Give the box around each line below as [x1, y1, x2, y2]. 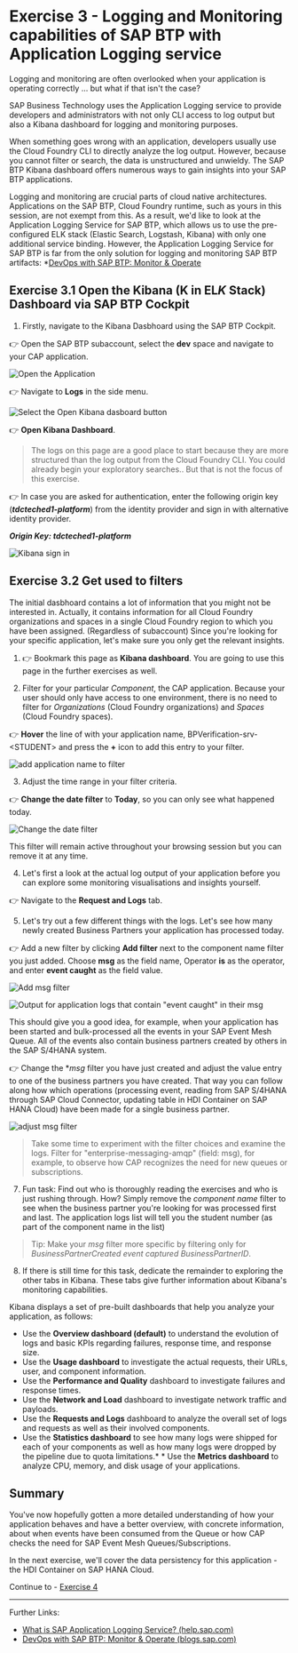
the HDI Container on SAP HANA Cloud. [9, 1564, 154, 1575]
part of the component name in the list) [21, 1221, 166, 1232]
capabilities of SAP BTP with [9, 25, 222, 45]
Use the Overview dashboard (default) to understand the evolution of [21, 1328, 279, 1338]
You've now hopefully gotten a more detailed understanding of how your [9, 1509, 275, 1521]
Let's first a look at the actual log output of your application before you [21, 867, 281, 878]
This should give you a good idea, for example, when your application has [9, 1016, 279, 1027]
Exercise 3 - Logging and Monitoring [9, 6, 283, 27]
